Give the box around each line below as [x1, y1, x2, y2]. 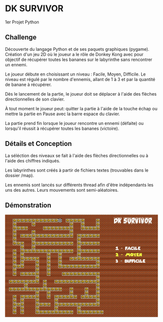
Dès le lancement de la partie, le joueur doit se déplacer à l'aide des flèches [5, 91, 157, 97]
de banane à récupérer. [5, 81, 52, 87]
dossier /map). [5, 172, 34, 178]
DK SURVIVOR [5, 3, 64, 14]
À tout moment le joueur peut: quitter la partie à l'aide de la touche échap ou [5, 105, 158, 111]
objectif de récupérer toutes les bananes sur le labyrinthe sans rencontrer [5, 57, 153, 62]
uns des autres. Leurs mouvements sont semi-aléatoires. [5, 187, 119, 193]
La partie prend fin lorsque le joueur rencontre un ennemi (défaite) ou [5, 120, 144, 126]
